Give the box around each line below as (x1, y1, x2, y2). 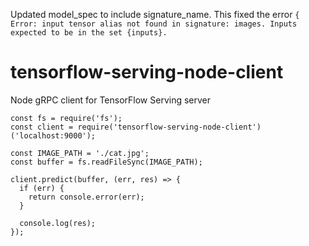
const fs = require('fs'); (10, 113, 123, 123)
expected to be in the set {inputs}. (10, 28, 168, 38)
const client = (10, 122, 74, 132)
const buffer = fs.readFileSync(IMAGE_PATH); (10, 157, 203, 167)
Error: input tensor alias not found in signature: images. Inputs (10, 19, 298, 29)
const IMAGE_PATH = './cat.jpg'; (10, 148, 150, 158)
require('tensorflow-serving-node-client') (77, 122, 262, 132)
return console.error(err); (28, 192, 145, 202)
